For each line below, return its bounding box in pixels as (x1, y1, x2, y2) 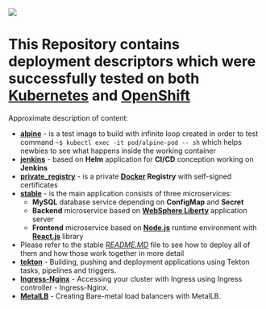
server (31, 214, 54, 224)
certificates (19, 179, 58, 189)
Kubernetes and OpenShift (8, 87, 191, 105)
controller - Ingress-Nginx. (19, 282, 109, 292)
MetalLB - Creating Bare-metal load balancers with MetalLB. (19, 290, 222, 301)
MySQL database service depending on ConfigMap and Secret (31, 197, 244, 207)
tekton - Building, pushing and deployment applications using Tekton (19, 257, 250, 266)
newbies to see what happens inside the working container (19, 146, 216, 155)
